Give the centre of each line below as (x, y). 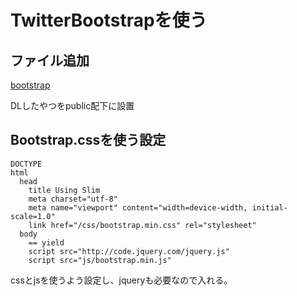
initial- (269, 207)
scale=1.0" (33, 216)
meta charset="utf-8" (73, 199)
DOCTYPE (26, 164)
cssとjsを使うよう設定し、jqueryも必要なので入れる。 (121, 280)
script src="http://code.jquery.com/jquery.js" (129, 251)
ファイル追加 (50, 60)
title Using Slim (64, 190)
